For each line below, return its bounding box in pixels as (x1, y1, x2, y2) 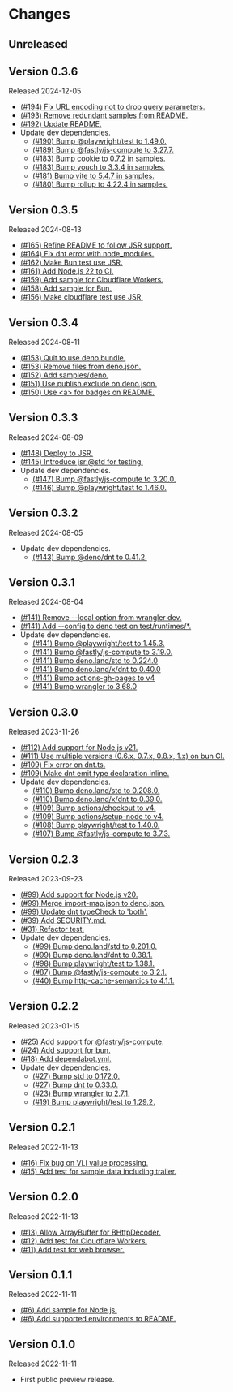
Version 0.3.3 (8, 411, 78, 424)
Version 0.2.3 (8, 852, 78, 866)
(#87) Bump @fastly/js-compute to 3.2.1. (32, 968, 167, 977)
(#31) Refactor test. (19, 924, 85, 934)
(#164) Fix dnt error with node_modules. (19, 249, 155, 259)
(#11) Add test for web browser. (19, 1244, 125, 1254)
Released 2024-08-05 (8, 528, 83, 537)
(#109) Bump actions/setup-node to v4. (32, 812, 164, 821)
